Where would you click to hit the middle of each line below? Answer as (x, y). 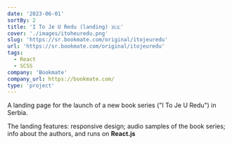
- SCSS (23, 66)
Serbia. (18, 113)
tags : (15, 53)
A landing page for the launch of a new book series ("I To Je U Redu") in (112, 105)
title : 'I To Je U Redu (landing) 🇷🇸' (66, 27)
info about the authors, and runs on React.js (71, 134)
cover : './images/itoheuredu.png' (58, 33)
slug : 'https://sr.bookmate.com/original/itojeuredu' (88, 40)
